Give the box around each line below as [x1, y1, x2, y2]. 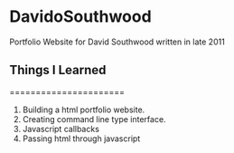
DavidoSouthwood [9, 6, 152, 27]
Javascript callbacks [22, 123, 99, 134]
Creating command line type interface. [22, 113, 166, 124]
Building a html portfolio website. [22, 104, 145, 115]
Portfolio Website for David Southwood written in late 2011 [9, 36, 226, 47]
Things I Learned [9, 62, 107, 78]
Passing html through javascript [22, 133, 141, 144]
